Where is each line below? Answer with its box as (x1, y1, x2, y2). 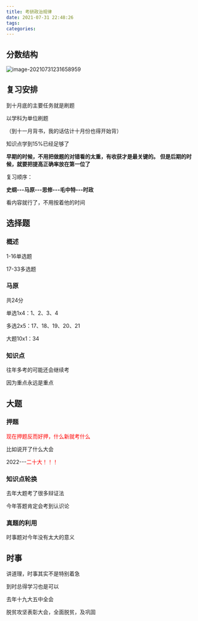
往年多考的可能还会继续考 (6, 366, 70, 374)
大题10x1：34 (6, 335, 40, 342)
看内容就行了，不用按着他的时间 (6, 199, 85, 206)
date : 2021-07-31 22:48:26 (6, 14, 74, 20)
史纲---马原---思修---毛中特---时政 (6, 186, 94, 193)
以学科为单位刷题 (6, 114, 49, 122)
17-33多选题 (6, 265, 37, 273)
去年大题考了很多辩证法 (6, 490, 64, 497)
